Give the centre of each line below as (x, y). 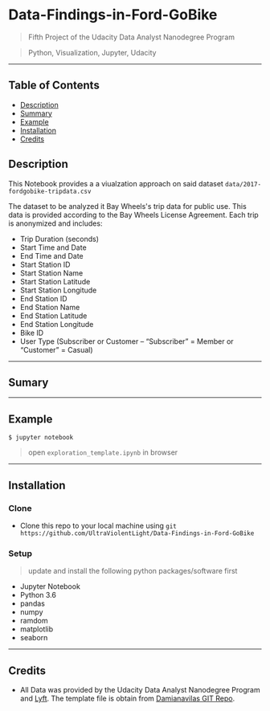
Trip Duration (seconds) (59, 239)
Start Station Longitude (58, 290)
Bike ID (32, 333)
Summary (36, 113)
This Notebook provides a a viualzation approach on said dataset (116, 183)
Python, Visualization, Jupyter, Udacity (92, 52)
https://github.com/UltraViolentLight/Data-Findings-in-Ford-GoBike (137, 533)
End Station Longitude (57, 324)
